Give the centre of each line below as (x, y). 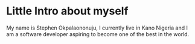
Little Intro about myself (67, 11)
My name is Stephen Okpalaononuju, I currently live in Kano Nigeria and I (97, 28)
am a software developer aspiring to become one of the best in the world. (98, 34)
